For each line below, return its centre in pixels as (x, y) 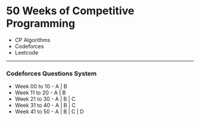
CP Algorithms (32, 40)
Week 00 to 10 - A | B (41, 87)
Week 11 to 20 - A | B (40, 93)
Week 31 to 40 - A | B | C (45, 106)
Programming (41, 23)
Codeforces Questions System (51, 74)
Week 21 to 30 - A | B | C (45, 99)
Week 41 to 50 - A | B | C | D (49, 112)
